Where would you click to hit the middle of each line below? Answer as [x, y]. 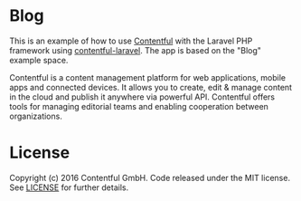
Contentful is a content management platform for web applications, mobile [148, 77]
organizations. [36, 116]
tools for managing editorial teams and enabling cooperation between [139, 106]
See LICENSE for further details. [69, 187]
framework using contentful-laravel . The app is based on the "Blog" [136, 50]
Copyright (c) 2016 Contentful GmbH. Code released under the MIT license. [150, 177]
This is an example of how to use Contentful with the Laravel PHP [131, 41]
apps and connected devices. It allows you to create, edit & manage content [150, 87]
